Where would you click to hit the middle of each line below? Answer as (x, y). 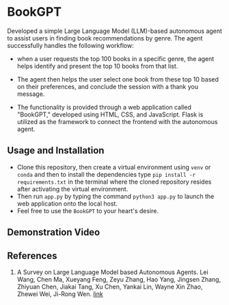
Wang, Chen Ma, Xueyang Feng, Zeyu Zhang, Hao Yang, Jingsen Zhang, (119, 279)
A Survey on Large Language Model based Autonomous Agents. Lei (112, 272)
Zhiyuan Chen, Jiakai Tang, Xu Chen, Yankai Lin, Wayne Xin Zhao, (110, 286)
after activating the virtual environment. (72, 188)
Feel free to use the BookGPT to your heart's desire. (88, 210)
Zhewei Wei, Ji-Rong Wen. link (60, 294)
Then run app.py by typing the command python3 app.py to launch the (116, 196)
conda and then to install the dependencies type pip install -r (106, 174)
